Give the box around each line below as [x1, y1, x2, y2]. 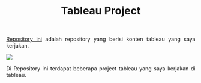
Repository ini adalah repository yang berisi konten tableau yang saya [6, 35, 196, 43]
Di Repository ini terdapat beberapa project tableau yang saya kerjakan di [6, 64, 196, 72]
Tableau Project [61, 4, 141, 18]
